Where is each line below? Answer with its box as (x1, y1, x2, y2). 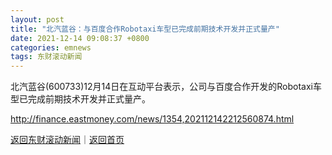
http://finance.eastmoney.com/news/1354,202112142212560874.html (10, 113, 295, 125)
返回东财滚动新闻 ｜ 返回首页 (10, 134, 125, 146)
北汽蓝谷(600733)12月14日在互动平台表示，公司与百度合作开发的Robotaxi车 (10, 81, 322, 93)
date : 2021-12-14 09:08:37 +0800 (10, 33, 150, 43)
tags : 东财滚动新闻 (10, 52, 83, 62)
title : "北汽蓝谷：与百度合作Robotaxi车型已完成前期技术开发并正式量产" (10, 24, 280, 34)
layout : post (10, 14, 65, 25)
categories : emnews (10, 42, 92, 53)
